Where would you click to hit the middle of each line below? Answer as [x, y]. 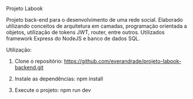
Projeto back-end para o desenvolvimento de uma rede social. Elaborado [95, 20]
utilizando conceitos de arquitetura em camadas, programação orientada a [96, 26]
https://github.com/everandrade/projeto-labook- [122, 61]
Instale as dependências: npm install [59, 79]
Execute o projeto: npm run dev [53, 90]
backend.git [29, 67]
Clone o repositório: [39, 61]
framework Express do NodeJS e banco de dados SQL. [73, 38]
